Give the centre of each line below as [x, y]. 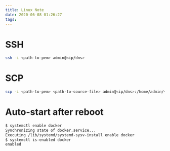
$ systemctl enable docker [34, 125]
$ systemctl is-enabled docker [38, 140]
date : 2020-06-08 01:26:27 [34, 15]
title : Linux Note [25, 10]
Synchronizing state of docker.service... [51, 130]
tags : [11, 19]
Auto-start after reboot [54, 112]
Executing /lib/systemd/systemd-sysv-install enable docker [70, 135]
